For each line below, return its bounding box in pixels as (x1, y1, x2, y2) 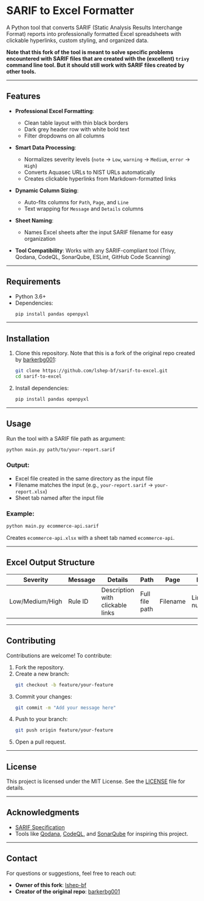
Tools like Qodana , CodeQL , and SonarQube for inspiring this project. (15, 830, 188, 837)
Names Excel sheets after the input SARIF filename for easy (24, 229, 174, 236)
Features (6, 91, 41, 102)
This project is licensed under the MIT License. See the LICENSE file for (6, 778, 186, 785)
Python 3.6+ (15, 292, 47, 300)
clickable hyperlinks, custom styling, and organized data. (6, 36, 149, 44)
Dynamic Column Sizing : (15, 187, 79, 194)
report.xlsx (15, 489, 46, 495)
